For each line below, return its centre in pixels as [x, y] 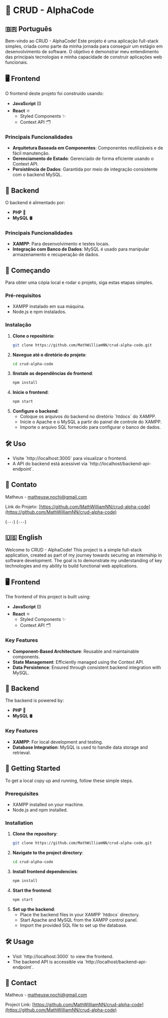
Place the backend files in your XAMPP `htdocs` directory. [80, 914]
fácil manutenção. [31, 153]
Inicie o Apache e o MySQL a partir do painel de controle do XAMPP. [91, 422]
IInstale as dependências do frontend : [53, 373]
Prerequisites [22, 794]
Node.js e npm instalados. [39, 312]
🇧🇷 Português [29, 29]
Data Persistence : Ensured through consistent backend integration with [87, 667]
